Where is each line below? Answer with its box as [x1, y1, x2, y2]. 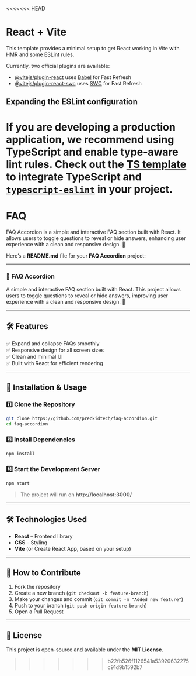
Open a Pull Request [14, 608, 64, 615]
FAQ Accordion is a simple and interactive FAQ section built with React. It [6, 228, 181, 236]
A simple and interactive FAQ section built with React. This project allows [6, 286, 181, 293]
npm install [6, 451, 35, 457]
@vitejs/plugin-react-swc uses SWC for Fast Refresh [14, 80, 142, 87]
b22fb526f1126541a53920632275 [107, 657, 190, 664]
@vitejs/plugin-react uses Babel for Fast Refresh [14, 73, 132, 81]
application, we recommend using [6, 133, 174, 146]
